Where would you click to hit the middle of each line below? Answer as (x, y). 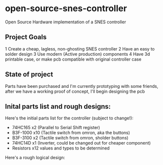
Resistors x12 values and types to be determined (61, 148)
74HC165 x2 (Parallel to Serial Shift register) (56, 128)
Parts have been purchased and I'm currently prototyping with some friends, (82, 86)
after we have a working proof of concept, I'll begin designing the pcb (75, 91)
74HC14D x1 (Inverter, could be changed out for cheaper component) (81, 143)
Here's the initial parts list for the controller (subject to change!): (69, 118)
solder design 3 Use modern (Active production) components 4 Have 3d (78, 54)
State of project (29, 74)
